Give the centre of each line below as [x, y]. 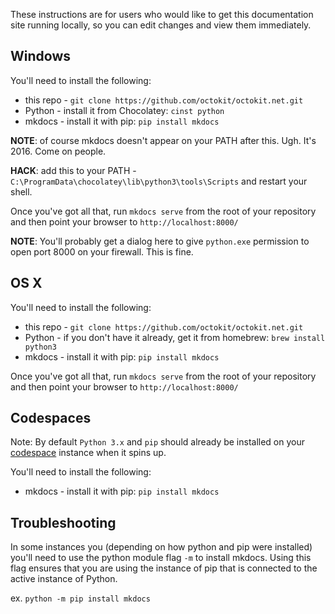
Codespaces [51, 418]
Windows [40, 56]
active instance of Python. [64, 579]
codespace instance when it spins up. [88, 453]
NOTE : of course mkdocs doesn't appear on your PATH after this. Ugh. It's [163, 140]
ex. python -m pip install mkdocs [80, 598]
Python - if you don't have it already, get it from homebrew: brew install [175, 337]
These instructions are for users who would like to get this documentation [162, 14]
